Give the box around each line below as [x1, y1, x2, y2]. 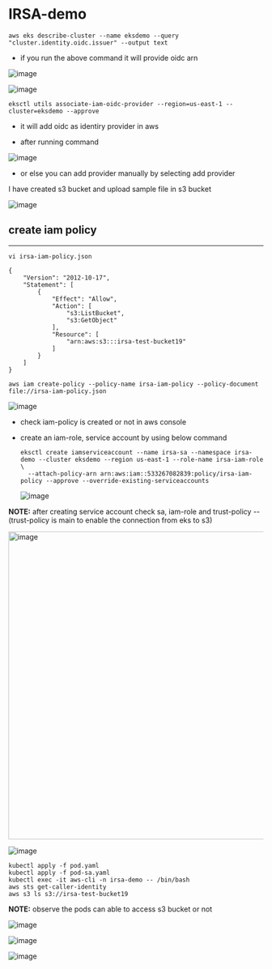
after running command [19, 137, 100, 147]
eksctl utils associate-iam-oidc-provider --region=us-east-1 [8, 100, 223, 108]
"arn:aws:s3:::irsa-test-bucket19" [66, 337, 186, 345]
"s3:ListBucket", [66, 309, 125, 317]
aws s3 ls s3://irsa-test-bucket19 [8, 890, 129, 898]
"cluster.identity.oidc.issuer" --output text [8, 38, 168, 47]
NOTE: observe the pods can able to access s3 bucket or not [8, 904, 213, 914]
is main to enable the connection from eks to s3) [51, 515, 213, 525]
